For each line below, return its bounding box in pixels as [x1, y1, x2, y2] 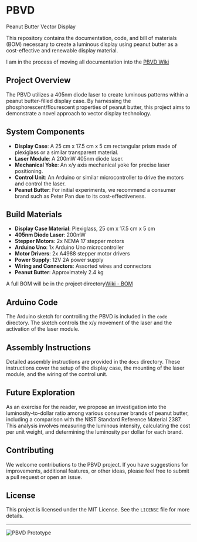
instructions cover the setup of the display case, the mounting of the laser [6, 364, 185, 371]
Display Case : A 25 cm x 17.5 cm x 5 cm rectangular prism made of [14, 142, 177, 149]
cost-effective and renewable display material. [6, 46, 118, 54]
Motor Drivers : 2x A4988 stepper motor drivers [14, 250, 130, 257]
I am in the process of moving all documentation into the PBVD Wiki [6, 58, 169, 65]
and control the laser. [14, 180, 66, 187]
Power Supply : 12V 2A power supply [14, 257, 104, 264]
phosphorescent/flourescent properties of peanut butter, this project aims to [6, 104, 191, 111]
